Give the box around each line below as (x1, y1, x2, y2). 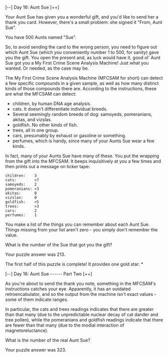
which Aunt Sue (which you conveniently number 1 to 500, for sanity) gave (5, 50, 159, 55)
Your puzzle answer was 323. (5, 347, 67, 352)
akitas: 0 (5, 191, 37, 196)
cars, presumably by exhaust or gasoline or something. (12, 133, 126, 138)
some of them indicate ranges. (5, 296, 69, 302)
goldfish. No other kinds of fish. (12, 122, 78, 128)
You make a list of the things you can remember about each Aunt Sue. (5, 221, 150, 227)
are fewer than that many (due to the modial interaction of (5, 322, 124, 328)
